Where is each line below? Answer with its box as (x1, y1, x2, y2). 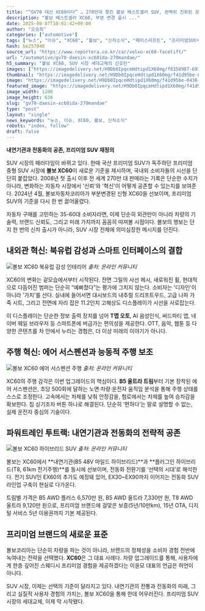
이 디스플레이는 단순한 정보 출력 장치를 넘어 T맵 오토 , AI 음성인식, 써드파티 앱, (6, 312, 190, 319)
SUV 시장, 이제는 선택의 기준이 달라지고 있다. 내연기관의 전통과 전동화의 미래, (6, 583, 190, 590)
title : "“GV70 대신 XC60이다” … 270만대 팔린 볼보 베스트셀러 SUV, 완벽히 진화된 (6, 9, 193, 15)
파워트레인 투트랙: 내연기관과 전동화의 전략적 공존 (6, 428, 181, 438)
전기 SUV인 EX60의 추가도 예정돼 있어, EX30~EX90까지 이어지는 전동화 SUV (14, 473, 199, 481)
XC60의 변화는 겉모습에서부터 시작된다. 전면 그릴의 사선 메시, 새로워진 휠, (6, 276, 181, 283)
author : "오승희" (6, 26, 47, 32)
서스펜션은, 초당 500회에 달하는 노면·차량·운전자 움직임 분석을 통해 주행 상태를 (12, 385, 198, 392)
